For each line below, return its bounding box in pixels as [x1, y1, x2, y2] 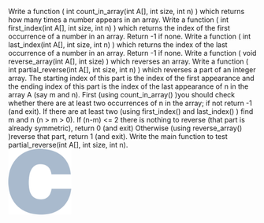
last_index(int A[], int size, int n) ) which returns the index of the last [8, 40, 228, 49]
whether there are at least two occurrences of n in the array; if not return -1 [8, 98, 252, 108]
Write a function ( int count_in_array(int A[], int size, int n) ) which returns [8, 7, 245, 16]
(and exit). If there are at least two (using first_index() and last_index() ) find [8, 107, 254, 116]
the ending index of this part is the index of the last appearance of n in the [8, 82, 249, 91]
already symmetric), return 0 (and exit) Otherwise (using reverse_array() [8, 123, 243, 133]
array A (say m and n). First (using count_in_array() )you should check [8, 90, 236, 99]
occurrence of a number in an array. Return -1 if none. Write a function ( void [8, 49, 257, 57]
